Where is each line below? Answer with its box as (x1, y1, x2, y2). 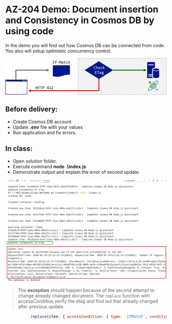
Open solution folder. (12, 158, 57, 164)
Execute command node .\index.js (12, 163, 86, 170)
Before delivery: (5, 105, 58, 114)
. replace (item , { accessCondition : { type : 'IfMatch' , (28, 314, 147, 319)
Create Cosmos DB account (12, 118, 72, 125)
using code (5, 26, 54, 37)
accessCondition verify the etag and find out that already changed (17, 298, 158, 305)
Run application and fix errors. (12, 129, 77, 135)
